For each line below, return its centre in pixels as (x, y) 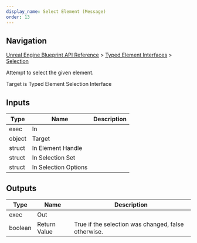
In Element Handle (57, 148)
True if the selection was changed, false (129, 224)
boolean (20, 228)
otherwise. (89, 231)
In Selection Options (60, 167)
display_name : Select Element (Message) (56, 11)
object (18, 139)
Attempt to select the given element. (50, 73)
